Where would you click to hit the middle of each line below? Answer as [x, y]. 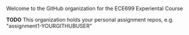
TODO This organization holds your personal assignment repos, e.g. [90, 20]
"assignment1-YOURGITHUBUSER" [49, 26]
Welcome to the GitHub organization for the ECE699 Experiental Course [95, 8]
